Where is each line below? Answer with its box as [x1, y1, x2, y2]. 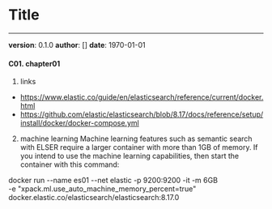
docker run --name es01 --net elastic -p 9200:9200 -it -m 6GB [8, 176, 219, 186]
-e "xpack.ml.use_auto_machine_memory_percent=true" [8, 184, 197, 194]
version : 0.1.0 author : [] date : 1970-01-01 [8, 40, 146, 49]
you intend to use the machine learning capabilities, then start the [19, 151, 240, 161]
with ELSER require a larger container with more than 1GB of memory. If [19, 143, 258, 152]
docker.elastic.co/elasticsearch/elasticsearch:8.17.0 [8, 193, 180, 203]
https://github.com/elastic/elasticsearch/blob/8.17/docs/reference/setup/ [19, 109, 264, 119]
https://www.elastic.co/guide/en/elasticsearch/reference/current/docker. [19, 92, 264, 102]
